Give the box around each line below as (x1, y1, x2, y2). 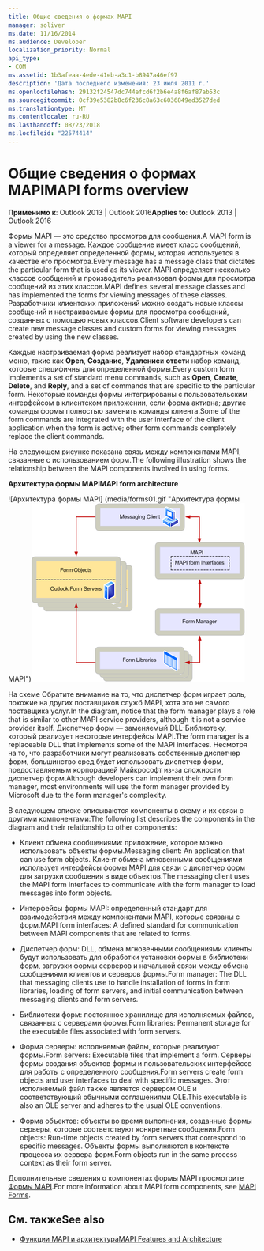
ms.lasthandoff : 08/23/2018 (8, 121, 101, 130)
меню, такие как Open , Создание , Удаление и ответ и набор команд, (8, 356, 242, 365)
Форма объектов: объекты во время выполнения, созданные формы (19, 1116, 252, 1125)
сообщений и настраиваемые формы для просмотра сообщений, (8, 307, 229, 316)
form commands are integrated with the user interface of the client (8, 414, 225, 424)
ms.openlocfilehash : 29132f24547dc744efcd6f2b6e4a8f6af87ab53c (8, 88, 221, 96)
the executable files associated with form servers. (19, 1026, 182, 1036)
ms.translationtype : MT (8, 104, 87, 112)
